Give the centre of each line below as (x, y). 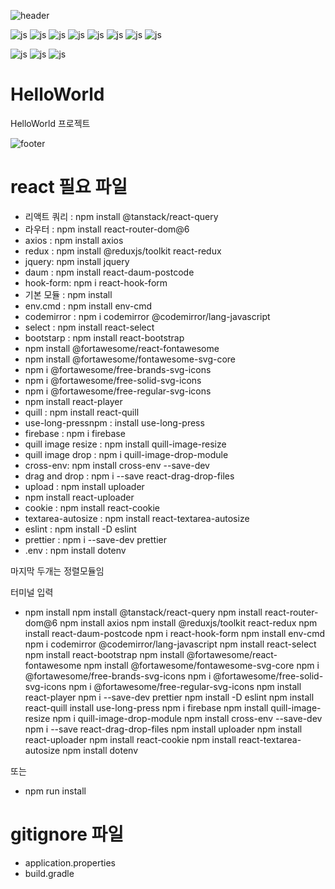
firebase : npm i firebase (75, 433)
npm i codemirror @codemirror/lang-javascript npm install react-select (170, 644)
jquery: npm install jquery (77, 261)
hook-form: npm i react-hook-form (96, 282)
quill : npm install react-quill (82, 412)
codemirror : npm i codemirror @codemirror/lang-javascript (147, 316)
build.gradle (49, 873)
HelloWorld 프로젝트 (50, 123)
